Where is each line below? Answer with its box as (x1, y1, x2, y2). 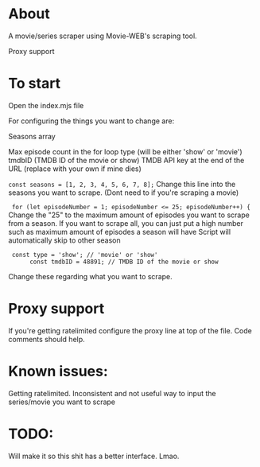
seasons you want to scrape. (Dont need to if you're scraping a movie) (8, 188, 239, 197)
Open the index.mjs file (8, 100, 84, 110)
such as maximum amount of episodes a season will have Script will (8, 227, 231, 236)
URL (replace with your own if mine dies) (8, 164, 142, 173)
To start (8, 75, 61, 92)
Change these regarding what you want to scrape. (8, 271, 173, 281)
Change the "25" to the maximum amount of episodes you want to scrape (8, 210, 250, 220)
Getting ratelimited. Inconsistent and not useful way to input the (8, 388, 216, 398)
